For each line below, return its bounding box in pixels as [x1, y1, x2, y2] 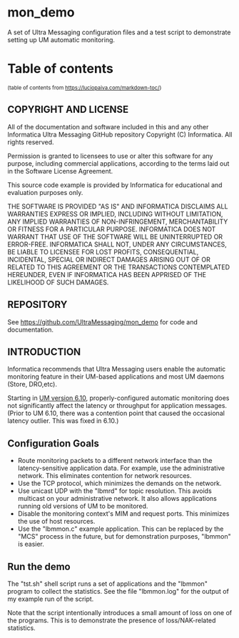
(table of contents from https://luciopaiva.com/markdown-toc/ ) [7, 84, 162, 91]
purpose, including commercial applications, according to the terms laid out [7, 159, 230, 168]
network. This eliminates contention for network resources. [17, 472, 192, 480]
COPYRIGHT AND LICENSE [7, 104, 129, 116]
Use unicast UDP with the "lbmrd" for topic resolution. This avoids [17, 487, 212, 495]
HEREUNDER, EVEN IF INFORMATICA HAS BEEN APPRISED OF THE [7, 270, 207, 279]
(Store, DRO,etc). [7, 380, 57, 389]
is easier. [17, 540, 45, 549]
